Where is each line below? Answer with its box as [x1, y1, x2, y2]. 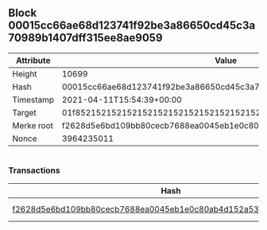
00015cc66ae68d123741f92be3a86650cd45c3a [8, 19, 256, 33]
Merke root [12, 119, 54, 131]
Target [12, 107, 37, 118]
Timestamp [12, 94, 55, 105]
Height [12, 68, 37, 79]
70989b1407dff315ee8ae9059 [8, 31, 163, 45]
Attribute [15, 55, 51, 66]
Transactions [8, 165, 61, 176]
